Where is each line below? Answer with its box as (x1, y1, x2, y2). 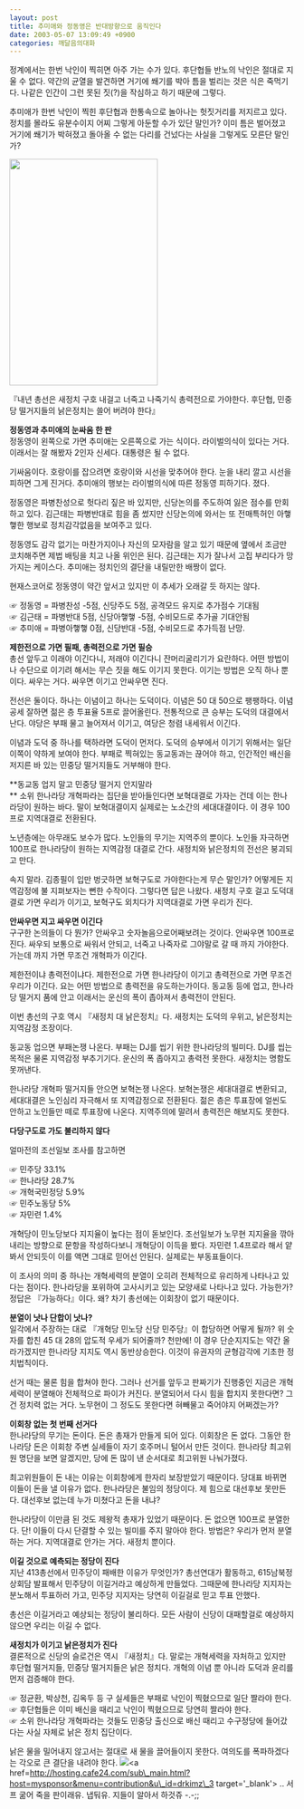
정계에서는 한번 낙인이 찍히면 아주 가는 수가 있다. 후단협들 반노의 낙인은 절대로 (9, 64, 285, 75)
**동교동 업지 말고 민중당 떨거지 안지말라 (9, 779, 153, 790)
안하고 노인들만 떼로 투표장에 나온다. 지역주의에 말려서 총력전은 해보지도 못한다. (9, 1106, 290, 1117)
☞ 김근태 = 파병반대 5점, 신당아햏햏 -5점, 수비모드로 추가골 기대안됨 (9, 611, 251, 622)
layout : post (9, 13, 59, 23)
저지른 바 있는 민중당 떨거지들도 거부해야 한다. (9, 760, 172, 771)
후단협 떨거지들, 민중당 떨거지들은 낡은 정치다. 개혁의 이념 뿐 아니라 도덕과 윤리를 (9, 1662, 294, 1673)
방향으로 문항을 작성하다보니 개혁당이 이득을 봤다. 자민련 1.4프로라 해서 (33, 1240, 283, 1251)
